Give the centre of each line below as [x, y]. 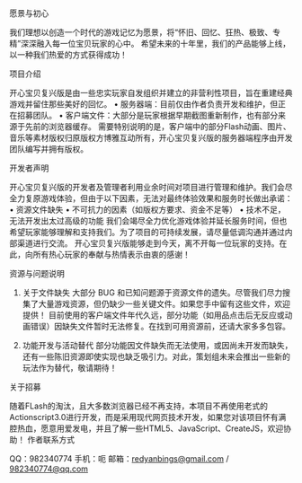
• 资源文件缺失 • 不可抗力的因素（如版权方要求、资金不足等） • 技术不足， [147, 210]
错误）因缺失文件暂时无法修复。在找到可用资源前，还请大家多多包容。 [160, 326]
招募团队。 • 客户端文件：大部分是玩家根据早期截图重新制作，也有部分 [147, 115]
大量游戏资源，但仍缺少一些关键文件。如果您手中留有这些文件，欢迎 [164, 304]
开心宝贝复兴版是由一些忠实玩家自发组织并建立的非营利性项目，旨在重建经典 [151, 93]
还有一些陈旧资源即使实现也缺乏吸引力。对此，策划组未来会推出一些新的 [156, 356]
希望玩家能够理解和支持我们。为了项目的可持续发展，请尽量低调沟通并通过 [147, 232]
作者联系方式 [50, 439]
